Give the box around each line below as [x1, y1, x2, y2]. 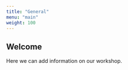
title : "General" [6, 8, 49, 15]
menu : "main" [6, 14, 39, 20]
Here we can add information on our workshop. [6, 58, 123, 65]
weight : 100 [6, 20, 36, 26]
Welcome [6, 42, 42, 52]
